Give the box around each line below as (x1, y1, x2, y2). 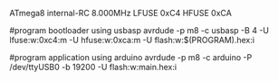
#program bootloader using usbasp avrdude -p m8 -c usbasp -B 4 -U (9, 25, 270, 35)
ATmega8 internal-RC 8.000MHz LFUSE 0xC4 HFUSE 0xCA (9, 8, 233, 18)
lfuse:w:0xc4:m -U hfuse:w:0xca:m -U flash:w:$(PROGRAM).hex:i (9, 35, 255, 45)
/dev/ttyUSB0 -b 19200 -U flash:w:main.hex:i (9, 62, 177, 72)
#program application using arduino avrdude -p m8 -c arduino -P (9, 52, 253, 62)
